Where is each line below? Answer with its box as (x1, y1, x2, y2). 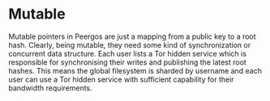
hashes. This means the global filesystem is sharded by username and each (8, 65, 262, 75)
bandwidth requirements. (8, 82, 93, 93)
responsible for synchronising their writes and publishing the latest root (8, 57, 247, 67)
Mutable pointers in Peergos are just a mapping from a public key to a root (8, 32, 257, 41)
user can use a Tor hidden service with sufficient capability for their (8, 74, 234, 84)
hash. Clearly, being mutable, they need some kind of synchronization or (8, 40, 251, 49)
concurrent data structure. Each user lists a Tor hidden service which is (8, 48, 247, 58)
